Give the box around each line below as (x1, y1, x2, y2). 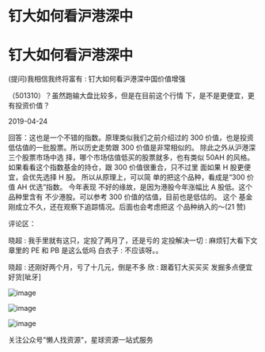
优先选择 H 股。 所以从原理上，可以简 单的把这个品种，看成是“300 (28, 172, 245, 182)
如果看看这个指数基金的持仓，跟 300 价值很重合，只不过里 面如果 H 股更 (8, 163, 244, 172)
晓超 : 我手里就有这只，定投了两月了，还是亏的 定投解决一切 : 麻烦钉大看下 (8, 236, 251, 245)
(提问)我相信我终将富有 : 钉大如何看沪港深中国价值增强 (8, 74, 186, 84)
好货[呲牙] (8, 272, 42, 282)
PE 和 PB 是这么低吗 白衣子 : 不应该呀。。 (30, 246, 164, 255)
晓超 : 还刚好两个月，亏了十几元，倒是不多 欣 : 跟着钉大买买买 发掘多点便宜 (8, 263, 253, 272)
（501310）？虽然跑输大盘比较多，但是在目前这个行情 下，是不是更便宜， (8, 91, 248, 100)
